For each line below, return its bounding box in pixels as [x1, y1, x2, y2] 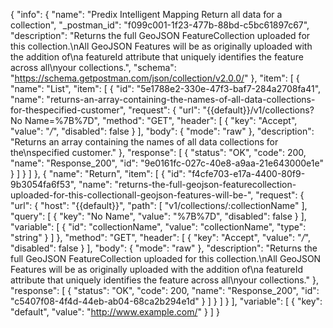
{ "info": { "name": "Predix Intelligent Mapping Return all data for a [10, 9, 283, 20]
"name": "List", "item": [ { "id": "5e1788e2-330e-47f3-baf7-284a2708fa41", [10, 83, 322, 94]
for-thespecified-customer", [10, 104, 127, 116]
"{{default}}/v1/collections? [202, 104, 315, 116]
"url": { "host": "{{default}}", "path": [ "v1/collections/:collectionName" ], [10, 200, 308, 211]
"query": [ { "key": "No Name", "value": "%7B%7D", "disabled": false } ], [10, 210, 307, 222]
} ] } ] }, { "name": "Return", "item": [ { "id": [10, 168, 186, 179]
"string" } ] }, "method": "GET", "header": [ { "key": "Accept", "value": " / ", [10, 232, 312, 243]
